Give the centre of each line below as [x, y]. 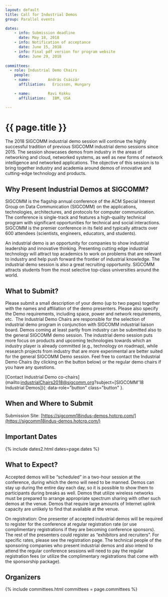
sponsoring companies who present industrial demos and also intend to [79, 545]
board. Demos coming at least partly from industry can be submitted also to [83, 330]
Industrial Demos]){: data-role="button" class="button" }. [64, 388]
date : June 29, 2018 [40, 56]
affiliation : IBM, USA [44, 98]
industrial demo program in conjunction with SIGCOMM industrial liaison [80, 324]
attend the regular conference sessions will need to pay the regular [74, 551]
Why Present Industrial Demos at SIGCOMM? [77, 189]
